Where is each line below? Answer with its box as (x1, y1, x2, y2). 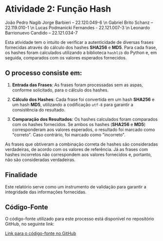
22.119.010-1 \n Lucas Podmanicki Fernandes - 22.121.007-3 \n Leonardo (5, 24, 150, 30)
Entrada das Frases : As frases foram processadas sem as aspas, (12, 82, 144, 88)
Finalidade (5, 171, 37, 179)
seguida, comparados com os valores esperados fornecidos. (5, 55, 127, 60)
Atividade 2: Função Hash (5, 3, 111, 15)
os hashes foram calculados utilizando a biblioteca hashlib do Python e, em (5, 50, 157, 56)
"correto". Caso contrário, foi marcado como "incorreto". (12, 131, 126, 137)
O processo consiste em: (5, 69, 82, 77)
